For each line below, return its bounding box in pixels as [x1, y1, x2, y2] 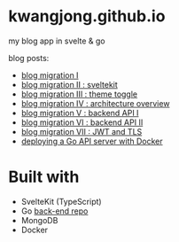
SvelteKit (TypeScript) [20, 196, 103, 207]
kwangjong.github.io [8, 6, 166, 27]
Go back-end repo [20, 206, 89, 216]
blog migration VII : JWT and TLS [20, 126, 143, 137]
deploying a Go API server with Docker [20, 136, 163, 146]
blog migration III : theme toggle [20, 89, 138, 99]
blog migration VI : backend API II [20, 117, 144, 128]
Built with [8, 167, 80, 187]
